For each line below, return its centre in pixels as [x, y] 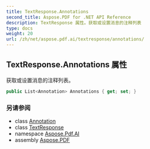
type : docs [20, 28]
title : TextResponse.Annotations [47, 12]
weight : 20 [20, 34]
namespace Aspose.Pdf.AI [47, 134]
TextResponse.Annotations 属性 [67, 65]
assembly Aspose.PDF [42, 140]
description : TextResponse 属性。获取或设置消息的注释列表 [74, 23]
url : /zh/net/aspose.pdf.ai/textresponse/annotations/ [75, 39]
